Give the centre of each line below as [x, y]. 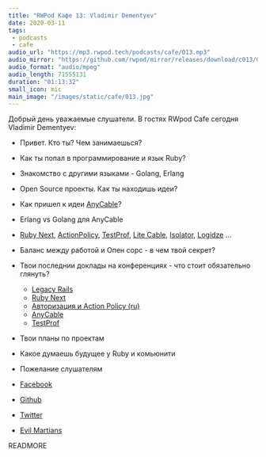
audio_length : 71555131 [47, 74]
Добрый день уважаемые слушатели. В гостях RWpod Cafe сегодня [123, 119]
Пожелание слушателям [61, 369]
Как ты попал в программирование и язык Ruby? [103, 158]
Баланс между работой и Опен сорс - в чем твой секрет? [118, 250]
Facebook [36, 384]
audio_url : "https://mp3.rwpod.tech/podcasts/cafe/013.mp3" [110, 52]
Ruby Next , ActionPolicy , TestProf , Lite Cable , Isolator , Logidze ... [125, 235]
